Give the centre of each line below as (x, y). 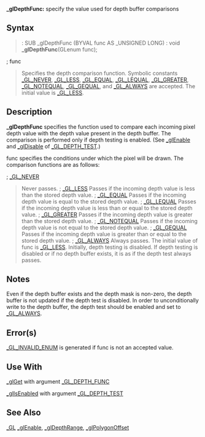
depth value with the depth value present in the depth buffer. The (89, 133)
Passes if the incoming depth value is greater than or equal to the (104, 234)
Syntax (20, 28)
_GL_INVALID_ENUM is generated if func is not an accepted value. (90, 348)
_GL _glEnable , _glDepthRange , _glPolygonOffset (68, 427)
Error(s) (21, 332)
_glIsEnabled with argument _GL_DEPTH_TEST (65, 393)
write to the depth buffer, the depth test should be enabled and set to (94, 307)
